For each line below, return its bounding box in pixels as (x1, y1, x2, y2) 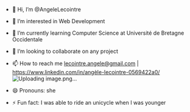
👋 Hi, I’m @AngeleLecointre (12, 6, 81, 13)
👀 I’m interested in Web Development (12, 18, 105, 24)
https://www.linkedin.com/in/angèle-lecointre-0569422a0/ (12, 69, 160, 75)
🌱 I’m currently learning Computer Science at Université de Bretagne (12, 29, 185, 37)
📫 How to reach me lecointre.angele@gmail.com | (12, 60, 139, 67)
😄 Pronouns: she (12, 87, 56, 94)
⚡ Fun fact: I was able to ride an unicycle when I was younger (12, 99, 166, 106)
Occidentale (12, 36, 43, 43)
